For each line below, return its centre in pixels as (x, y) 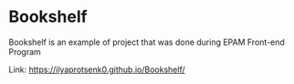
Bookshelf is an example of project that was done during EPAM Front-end (147, 42)
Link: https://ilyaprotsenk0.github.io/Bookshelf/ (97, 69)
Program (25, 51)
